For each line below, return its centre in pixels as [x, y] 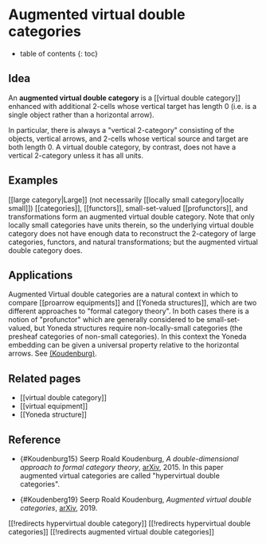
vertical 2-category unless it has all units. [76, 155]
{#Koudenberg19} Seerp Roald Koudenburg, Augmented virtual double [136, 499]
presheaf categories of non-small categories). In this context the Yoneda [127, 336]
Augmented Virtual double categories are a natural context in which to [123, 294]
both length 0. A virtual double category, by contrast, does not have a [122, 147]
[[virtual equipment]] [54, 406]
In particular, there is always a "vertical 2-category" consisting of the [121, 130]
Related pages [45, 378]
